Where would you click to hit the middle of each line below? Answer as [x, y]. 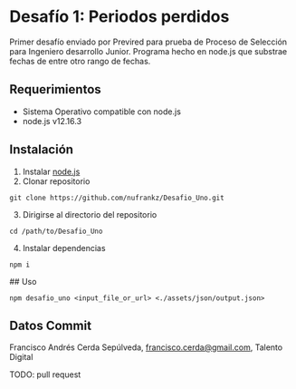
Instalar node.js [51, 171]
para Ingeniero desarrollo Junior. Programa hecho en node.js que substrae [148, 51]
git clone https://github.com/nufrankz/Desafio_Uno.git [117, 198]
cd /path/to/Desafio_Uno [56, 231]
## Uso [23, 281]
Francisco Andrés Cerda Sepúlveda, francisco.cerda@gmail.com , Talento [146, 347]
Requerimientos [55, 89]
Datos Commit [51, 325]
